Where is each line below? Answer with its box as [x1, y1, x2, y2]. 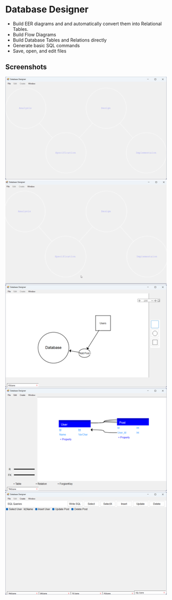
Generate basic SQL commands [12, 42, 80, 48]
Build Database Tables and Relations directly [12, 37, 107, 43]
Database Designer [5, 4, 89, 15]
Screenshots [5, 63, 47, 71]
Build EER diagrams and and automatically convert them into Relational [12, 21, 162, 27]
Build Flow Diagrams [12, 31, 56, 37]
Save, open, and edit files [12, 48, 67, 54]
